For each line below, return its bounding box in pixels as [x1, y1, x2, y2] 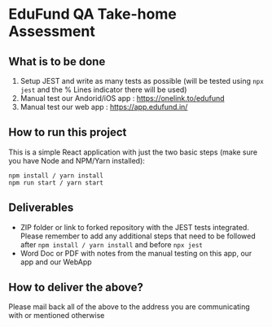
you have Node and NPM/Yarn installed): [8, 155, 145, 165]
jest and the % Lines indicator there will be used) [20, 85, 187, 94]
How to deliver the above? [8, 281, 144, 294]
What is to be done [8, 54, 106, 68]
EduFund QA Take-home [8, 5, 177, 24]
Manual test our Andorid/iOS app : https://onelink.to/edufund [20, 94, 226, 102]
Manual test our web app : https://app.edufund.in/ [20, 102, 188, 111]
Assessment [8, 22, 95, 41]
